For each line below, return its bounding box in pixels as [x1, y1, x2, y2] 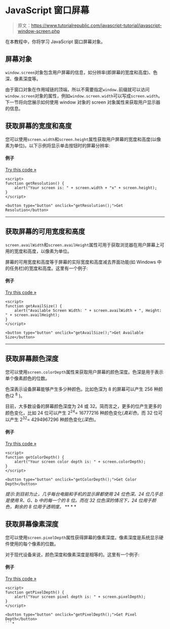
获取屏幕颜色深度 [5, 355, 59, 363]
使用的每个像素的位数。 [9, 541, 59, 547]
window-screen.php [17, 28, 60, 34]
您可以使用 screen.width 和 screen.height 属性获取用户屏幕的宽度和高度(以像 [5, 136, 161, 142]
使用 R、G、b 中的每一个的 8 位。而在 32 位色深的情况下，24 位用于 [9, 497, 152, 503]
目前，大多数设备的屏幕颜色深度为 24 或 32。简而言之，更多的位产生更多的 [5, 403, 162, 409]
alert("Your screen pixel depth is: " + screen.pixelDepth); [14, 594, 146, 599]
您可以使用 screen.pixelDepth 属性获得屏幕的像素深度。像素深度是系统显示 [5, 534, 159, 540]
